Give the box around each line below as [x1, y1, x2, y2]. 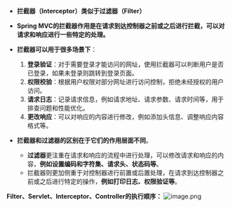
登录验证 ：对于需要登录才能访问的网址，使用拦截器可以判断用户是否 [27, 60, 224, 69]
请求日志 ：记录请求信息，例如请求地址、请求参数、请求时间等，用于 [27, 95, 224, 103]
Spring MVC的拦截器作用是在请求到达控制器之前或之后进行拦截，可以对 [16, 22, 225, 30]
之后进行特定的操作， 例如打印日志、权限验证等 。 [39, 178, 182, 185]
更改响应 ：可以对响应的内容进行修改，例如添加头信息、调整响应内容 [27, 113, 224, 121]
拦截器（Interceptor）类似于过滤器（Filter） [16, 7, 146, 15]
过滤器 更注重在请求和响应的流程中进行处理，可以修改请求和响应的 [27, 151, 218, 159]
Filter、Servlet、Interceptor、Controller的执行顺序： [6, 192, 163, 200]
